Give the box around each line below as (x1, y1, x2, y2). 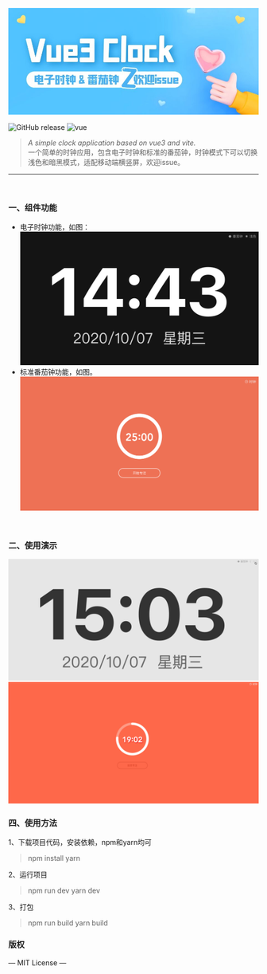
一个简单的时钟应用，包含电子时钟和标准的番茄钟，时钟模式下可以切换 (27, 147, 258, 157)
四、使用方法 (8, 818, 58, 829)
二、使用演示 (8, 540, 58, 551)
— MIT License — (8, 957, 67, 968)
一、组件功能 (8, 202, 58, 214)
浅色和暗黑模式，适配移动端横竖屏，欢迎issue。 (27, 158, 185, 167)
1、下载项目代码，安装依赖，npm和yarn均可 (8, 837, 153, 846)
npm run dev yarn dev (27, 886, 101, 895)
